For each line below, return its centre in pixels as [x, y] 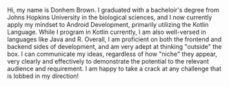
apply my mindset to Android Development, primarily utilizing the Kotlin [108, 25]
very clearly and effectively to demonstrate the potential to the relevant [108, 61]
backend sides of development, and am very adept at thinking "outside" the [114, 47]
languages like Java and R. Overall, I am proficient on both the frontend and [114, 39]
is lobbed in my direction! [43, 76]
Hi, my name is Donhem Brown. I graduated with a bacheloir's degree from [113, 10]
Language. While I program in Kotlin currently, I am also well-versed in [107, 32]
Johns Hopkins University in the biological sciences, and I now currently [110, 17]
